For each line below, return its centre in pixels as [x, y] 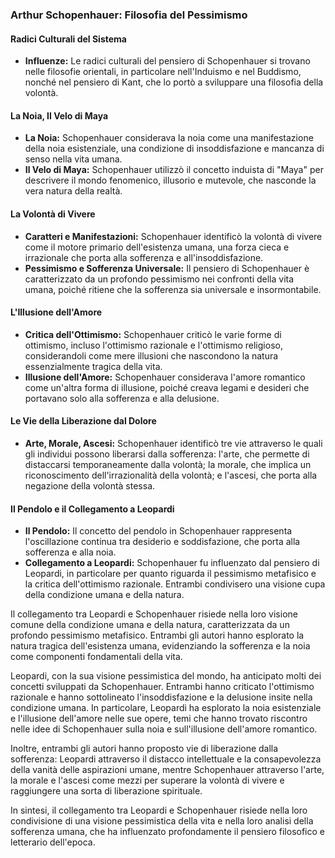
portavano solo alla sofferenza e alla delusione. [122, 398]
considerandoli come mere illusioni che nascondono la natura [151, 355]
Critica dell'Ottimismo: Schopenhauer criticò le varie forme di [153, 334]
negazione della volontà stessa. [90, 485]
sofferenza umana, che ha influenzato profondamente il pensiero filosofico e [167, 832]
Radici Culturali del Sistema [68, 39]
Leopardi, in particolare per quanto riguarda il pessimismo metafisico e [170, 574]
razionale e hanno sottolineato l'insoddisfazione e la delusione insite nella [161, 697]
